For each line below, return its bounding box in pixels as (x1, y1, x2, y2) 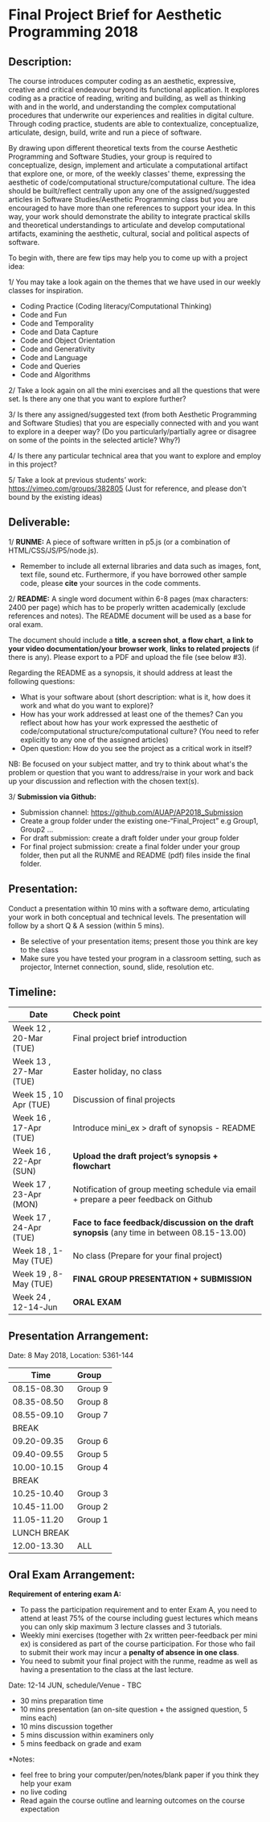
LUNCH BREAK (12, 1527, 70, 1538)
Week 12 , (12, 1023, 51, 1034)
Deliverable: (8, 516, 71, 529)
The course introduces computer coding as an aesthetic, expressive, (8, 77, 236, 85)
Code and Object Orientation (19, 336, 116, 345)
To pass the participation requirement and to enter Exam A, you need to (19, 1605, 257, 1615)
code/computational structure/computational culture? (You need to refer (19, 726, 260, 736)
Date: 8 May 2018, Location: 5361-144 (8, 1351, 134, 1360)
